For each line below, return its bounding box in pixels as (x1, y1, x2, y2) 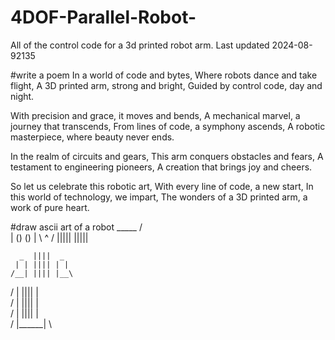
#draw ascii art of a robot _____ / (10, 221, 143, 233)
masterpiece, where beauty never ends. (10, 131, 175, 143)
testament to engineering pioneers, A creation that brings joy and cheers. (10, 161, 313, 173)
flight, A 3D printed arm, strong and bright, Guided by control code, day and (10, 79, 323, 91)
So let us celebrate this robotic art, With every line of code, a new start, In (10, 180, 314, 192)
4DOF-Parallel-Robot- (10, 6, 197, 29)
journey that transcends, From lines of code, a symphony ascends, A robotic (10, 120, 326, 132)
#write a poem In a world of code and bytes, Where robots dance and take (10, 69, 318, 81)
